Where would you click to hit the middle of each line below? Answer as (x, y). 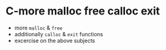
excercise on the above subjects (55, 40)
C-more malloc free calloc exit (83, 11)
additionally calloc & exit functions (59, 34)
